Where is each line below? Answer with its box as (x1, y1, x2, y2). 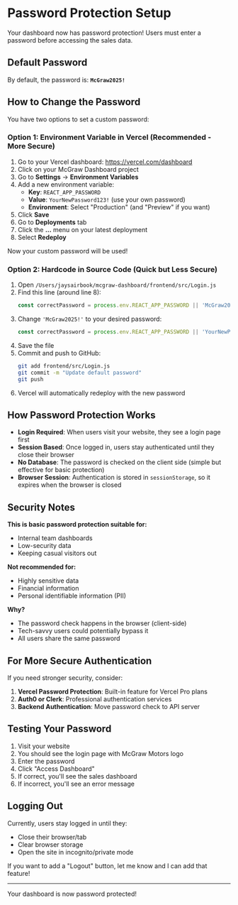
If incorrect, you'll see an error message (17, 779, 135, 788)
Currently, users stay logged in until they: (7, 818, 127, 828)
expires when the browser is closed (17, 481, 122, 489)
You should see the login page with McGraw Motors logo (17, 749, 184, 757)
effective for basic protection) (17, 466, 105, 474)
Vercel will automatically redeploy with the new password (17, 388, 186, 397)
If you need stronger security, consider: (7, 673, 123, 682)
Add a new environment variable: (17, 180, 115, 189)
